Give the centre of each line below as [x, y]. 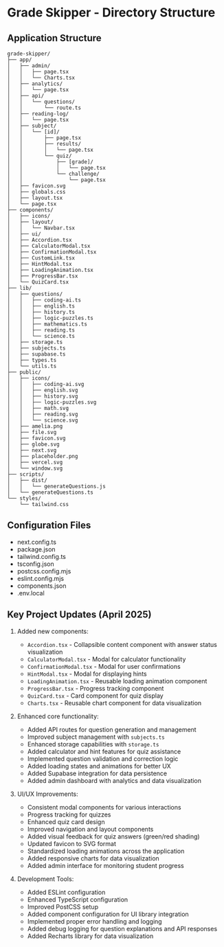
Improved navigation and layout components [90, 829]
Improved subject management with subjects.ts [96, 737]
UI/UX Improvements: [47, 794]
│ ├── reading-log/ [38, 114]
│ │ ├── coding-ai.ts [44, 300]
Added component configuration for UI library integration [108, 914]
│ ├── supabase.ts [37, 354]
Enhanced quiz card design [66, 821]
